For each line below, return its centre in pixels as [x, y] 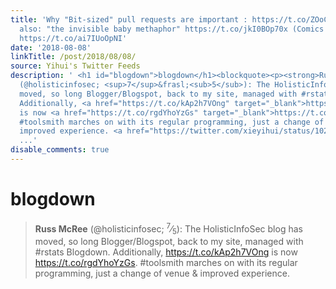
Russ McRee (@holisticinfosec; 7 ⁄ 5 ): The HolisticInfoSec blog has [168, 229]
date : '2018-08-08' [51, 47]
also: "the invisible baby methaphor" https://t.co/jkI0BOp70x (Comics [172, 29]
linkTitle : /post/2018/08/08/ [73, 57]
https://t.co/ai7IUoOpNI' [73, 38]
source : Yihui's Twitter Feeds [75, 66]
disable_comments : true [60, 150]
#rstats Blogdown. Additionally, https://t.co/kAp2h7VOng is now [166, 252]
